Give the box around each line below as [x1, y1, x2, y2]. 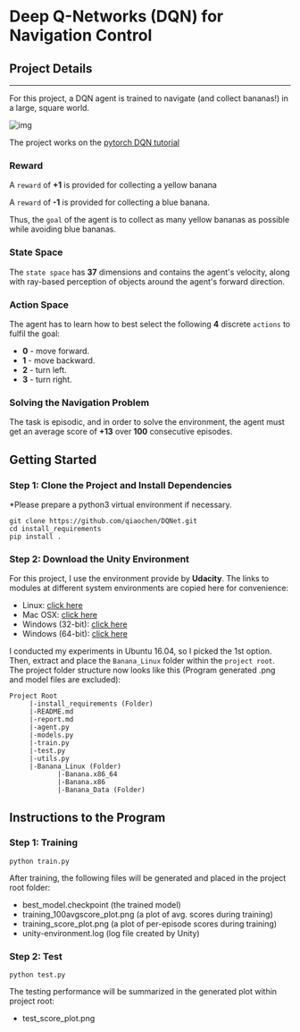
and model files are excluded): [9, 674, 121, 685]
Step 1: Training [9, 836, 79, 849]
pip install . [9, 532, 62, 541]
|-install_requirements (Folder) [29, 699, 154, 708]
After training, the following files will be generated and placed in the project [9, 872, 287, 883]
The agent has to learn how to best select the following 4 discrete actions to [9, 318, 291, 329]
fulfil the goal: [9, 328, 61, 339]
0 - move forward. [21, 345, 90, 356]
